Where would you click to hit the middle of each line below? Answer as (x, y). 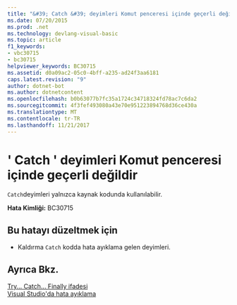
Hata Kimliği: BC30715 (41, 208)
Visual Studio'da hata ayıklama (52, 294)
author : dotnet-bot (36, 86)
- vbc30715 (23, 54)
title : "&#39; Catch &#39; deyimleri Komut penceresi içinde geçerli (112, 14)
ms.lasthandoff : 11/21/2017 (49, 125)
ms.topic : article (34, 40)
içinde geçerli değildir (73, 175)
